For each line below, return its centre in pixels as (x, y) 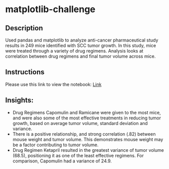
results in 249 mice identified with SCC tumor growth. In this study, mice (81, 46)
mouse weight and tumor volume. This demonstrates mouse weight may (88, 139)
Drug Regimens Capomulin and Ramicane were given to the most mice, (87, 112)
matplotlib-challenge (50, 9)
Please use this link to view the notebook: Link (53, 84)
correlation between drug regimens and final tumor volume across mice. (80, 56)
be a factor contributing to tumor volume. (55, 145)
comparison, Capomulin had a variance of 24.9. (62, 161)
